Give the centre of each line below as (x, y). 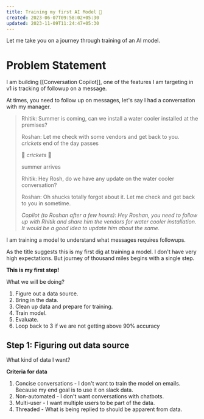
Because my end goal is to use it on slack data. (74, 390)
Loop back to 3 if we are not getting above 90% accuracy (87, 326)
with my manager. (29, 107)
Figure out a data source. (47, 294)
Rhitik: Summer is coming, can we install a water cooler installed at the (110, 119)
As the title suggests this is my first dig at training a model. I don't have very (101, 252)
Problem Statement (56, 65)
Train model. (31, 313)
